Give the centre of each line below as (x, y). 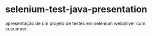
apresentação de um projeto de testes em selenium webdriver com (75, 23)
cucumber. (17, 28)
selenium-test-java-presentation (76, 9)
